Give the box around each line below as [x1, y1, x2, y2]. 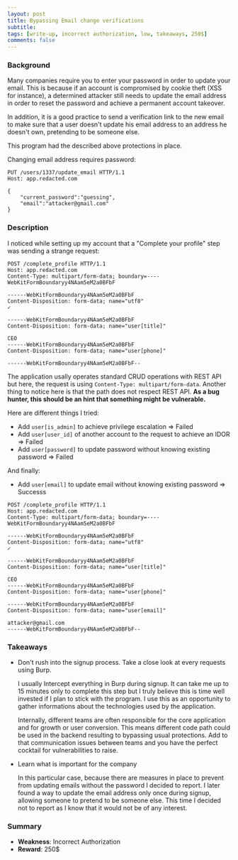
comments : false [7, 37, 55, 44]
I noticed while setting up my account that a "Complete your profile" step [7, 239, 221, 247]
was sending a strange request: [7, 246, 100, 255]
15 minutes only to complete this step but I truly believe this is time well [17, 687, 225, 696]
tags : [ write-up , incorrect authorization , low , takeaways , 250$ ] [7, 30, 208, 38]
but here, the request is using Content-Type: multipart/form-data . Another [7, 379, 227, 388]
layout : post [7, 10, 46, 18]
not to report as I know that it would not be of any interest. [17, 804, 188, 812]
